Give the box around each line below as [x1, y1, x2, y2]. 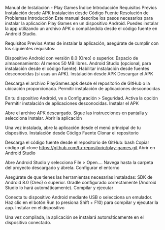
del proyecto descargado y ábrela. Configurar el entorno [5, 165, 120, 170]
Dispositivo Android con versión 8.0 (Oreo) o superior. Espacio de [5, 55, 138, 61]
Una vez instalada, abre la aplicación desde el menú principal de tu [5, 125, 141, 131]
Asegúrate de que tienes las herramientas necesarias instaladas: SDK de [5, 174, 153, 180]
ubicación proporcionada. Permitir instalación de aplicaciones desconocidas [5, 86, 160, 91]
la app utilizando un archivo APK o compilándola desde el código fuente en [5, 26, 158, 32]
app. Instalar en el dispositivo [5, 205, 65, 210]
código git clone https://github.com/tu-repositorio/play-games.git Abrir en [5, 145, 155, 150]
